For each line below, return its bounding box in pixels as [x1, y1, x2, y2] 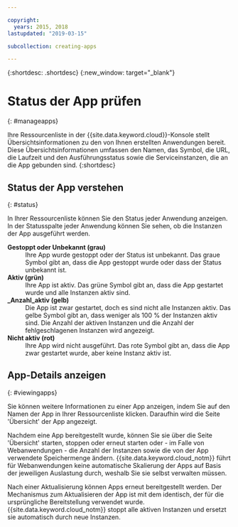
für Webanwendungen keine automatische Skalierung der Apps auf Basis [7, 461, 222, 469]
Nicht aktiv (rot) [7, 334, 55, 342]
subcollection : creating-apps [7, 43, 97, 50]
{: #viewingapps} [7, 388, 58, 397]
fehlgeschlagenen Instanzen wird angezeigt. [25, 326, 155, 334]
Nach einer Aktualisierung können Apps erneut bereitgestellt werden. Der [7, 482, 222, 491]
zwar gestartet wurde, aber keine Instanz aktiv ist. [25, 349, 172, 357]
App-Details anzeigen [7, 369, 107, 381]
